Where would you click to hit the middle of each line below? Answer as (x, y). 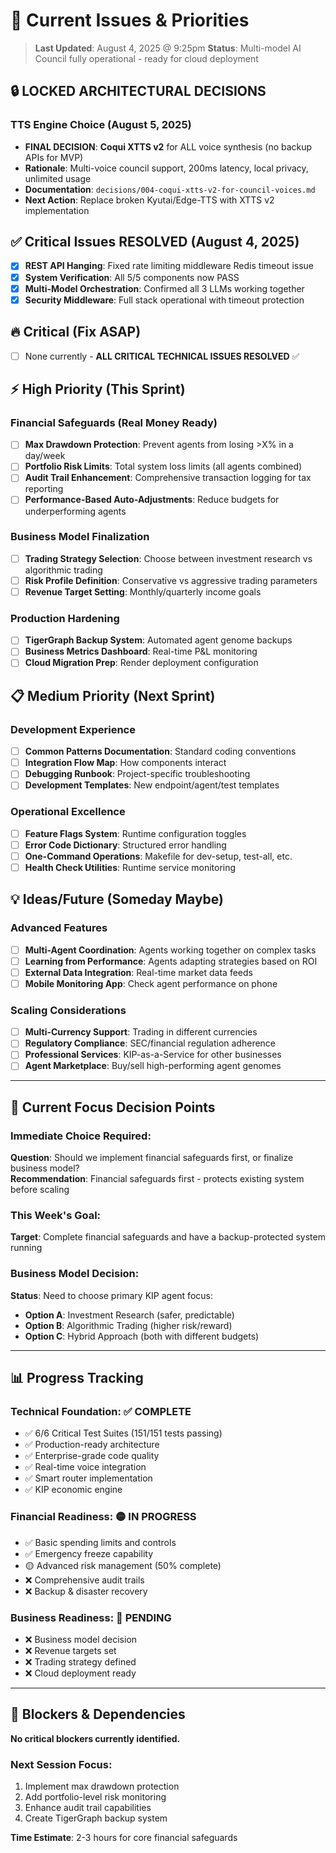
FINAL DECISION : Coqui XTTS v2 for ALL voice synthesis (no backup (168, 146)
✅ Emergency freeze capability (89, 1553)
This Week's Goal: (56, 1216)
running (26, 1248)
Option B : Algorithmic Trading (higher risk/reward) (128, 1325)
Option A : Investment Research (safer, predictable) (129, 1315)
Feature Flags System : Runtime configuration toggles (135, 833)
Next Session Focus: (61, 1764)
